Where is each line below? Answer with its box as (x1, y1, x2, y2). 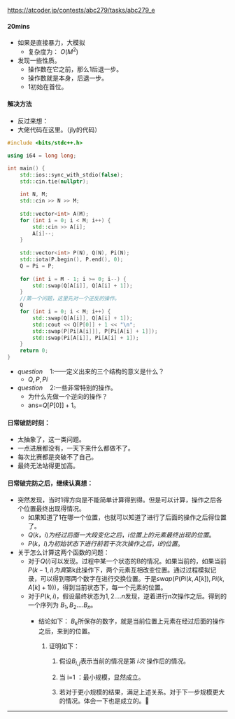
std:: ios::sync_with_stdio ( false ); (20, 171, 124, 178)
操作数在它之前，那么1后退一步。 (27, 64, 123, 73)
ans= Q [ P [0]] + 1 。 (27, 401, 80, 409)
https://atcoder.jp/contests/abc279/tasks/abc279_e (7, 6, 155, 14)
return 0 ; (20, 347, 49, 355)
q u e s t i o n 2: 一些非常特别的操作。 (17, 383, 117, 392)
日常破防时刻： (7, 418, 50, 427)
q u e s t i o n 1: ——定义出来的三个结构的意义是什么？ (17, 367, 165, 376)
